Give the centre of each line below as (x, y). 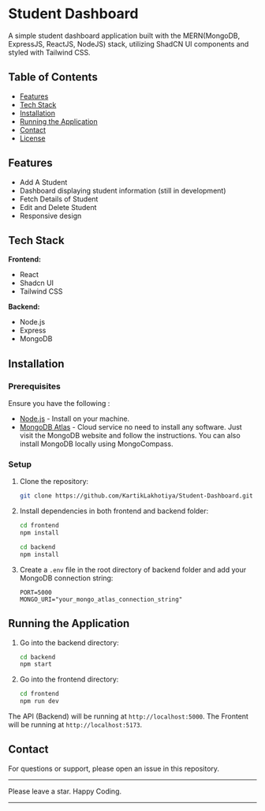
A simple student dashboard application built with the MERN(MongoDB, (124, 36)
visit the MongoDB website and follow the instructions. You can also (130, 436)
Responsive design (50, 216)
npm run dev (39, 701)
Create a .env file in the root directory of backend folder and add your (133, 569)
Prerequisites (34, 386)
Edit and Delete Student (58, 207)
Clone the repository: (54, 482)
